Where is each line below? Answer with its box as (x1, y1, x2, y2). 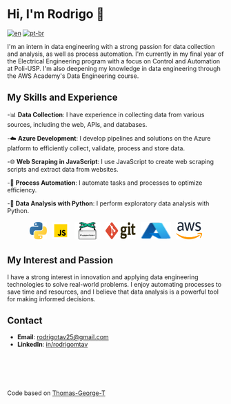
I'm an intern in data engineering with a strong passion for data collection (7, 42, 215, 50)
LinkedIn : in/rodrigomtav (17, 341, 88, 349)
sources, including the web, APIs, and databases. (7, 120, 148, 128)
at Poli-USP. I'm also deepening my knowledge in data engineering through (7, 64, 221, 72)
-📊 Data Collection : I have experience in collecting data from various (7, 110, 205, 119)
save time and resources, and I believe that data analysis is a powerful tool (7, 287, 219, 296)
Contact (7, 314, 43, 326)
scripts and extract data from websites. (7, 165, 119, 173)
